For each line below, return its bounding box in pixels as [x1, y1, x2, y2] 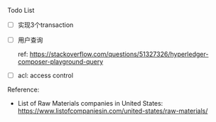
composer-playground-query [17, 57, 104, 66]
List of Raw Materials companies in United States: [17, 99, 163, 108]
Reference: [7, 85, 40, 94]
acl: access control [17, 71, 73, 80]
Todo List [7, 6, 35, 14]
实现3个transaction [17, 21, 74, 29]
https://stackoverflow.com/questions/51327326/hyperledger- [29, 50, 209, 59]
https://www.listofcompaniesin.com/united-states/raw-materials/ [17, 106, 208, 116]
